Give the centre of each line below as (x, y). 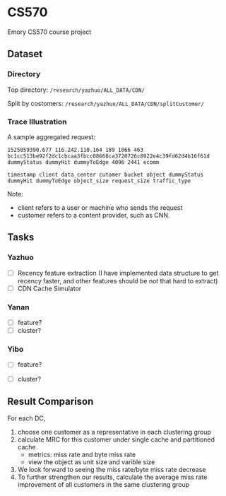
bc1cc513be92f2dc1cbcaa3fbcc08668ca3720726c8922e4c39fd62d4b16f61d (109, 156)
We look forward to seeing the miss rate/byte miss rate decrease (112, 470)
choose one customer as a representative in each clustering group (114, 432)
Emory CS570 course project (49, 32)
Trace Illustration (37, 122)
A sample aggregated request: (52, 137)
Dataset (25, 54)
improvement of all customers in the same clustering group (103, 485)
